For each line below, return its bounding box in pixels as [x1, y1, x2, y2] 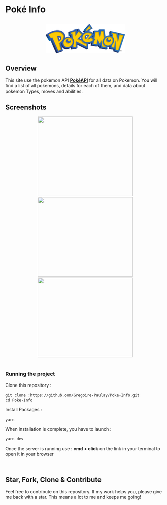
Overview [5, 64, 37, 72]
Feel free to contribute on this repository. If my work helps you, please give [5, 489, 162, 495]
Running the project [5, 370, 55, 377]
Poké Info [5, 4, 46, 15]
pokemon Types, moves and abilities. [5, 88, 83, 95]
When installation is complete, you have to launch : [5, 426, 112, 432]
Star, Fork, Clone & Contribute [5, 475, 102, 484]
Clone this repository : [5, 382, 52, 388]
